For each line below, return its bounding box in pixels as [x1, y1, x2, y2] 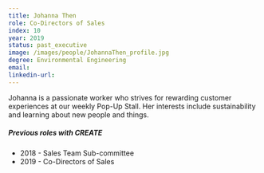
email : [8, 64, 30, 72]
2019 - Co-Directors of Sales [19, 156, 115, 166]
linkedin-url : [8, 71, 56, 79]
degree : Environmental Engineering [8, 57, 127, 65]
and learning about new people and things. [8, 109, 149, 120]
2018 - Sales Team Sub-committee [19, 148, 134, 158]
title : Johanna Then [8, 11, 77, 20]
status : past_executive [8, 41, 88, 49]
